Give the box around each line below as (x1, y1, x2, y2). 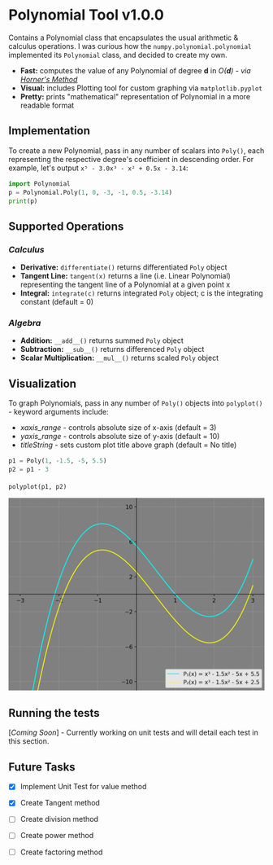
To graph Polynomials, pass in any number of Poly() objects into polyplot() (8, 398, 263, 408)
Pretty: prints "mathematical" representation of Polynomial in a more (19, 91, 250, 101)
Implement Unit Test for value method (19, 782, 147, 792)
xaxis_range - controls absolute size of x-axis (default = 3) (19, 423, 217, 432)
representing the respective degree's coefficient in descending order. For (8, 154, 254, 164)
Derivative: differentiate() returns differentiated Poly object (19, 262, 227, 272)
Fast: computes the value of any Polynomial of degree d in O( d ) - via (19, 65, 252, 75)
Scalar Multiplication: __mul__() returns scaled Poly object (19, 353, 219, 363)
